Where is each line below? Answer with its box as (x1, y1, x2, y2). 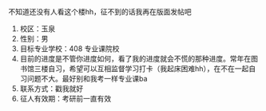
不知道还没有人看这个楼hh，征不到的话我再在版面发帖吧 (8, 7, 192, 16)
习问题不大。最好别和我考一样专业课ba (19, 74, 148, 83)
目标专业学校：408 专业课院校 (19, 44, 120, 54)
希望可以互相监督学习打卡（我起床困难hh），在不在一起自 (69, 64, 256, 73)
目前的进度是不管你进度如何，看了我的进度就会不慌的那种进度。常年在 (19, 54, 252, 63)
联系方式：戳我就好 (19, 84, 84, 93)
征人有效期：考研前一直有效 (19, 94, 112, 103)
